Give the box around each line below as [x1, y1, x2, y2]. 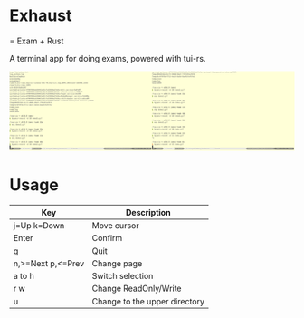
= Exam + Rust [9, 35, 64, 46]
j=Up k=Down [13, 220, 65, 231]
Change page [91, 257, 143, 268]
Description [125, 207, 171, 217]
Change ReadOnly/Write [91, 283, 183, 294]
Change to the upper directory [91, 295, 205, 306]
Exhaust [9, 5, 72, 26]
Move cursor [91, 220, 139, 231]
